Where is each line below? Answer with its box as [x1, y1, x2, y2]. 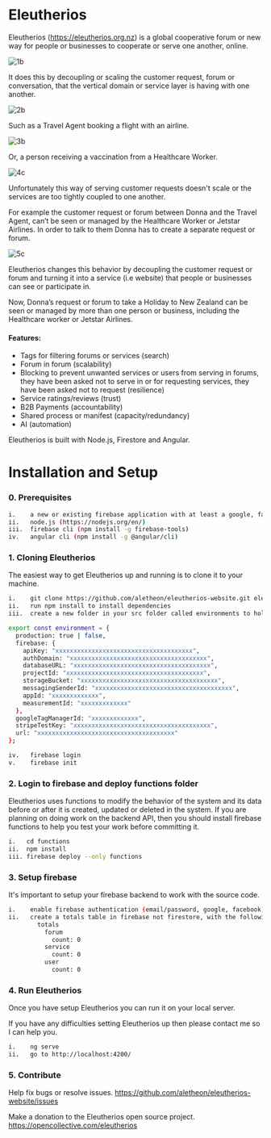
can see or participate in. [8, 281, 91, 291]
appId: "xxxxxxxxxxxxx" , [23, 692, 106, 700]
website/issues [8, 1096, 59, 1107]
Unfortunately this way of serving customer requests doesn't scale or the [8, 183, 252, 193]
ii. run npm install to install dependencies [8, 602, 172, 610]
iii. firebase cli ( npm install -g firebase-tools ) [8, 525, 190, 533]
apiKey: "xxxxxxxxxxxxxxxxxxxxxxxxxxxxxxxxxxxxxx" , [23, 646, 200, 655]
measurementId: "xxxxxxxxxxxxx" [23, 699, 131, 707]
